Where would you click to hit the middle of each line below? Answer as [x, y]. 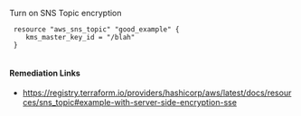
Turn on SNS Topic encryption [66, 13]
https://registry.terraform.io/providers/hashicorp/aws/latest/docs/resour [157, 93]
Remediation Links [45, 73]
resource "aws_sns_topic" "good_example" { [96, 30]
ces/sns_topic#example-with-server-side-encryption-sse [130, 103]
